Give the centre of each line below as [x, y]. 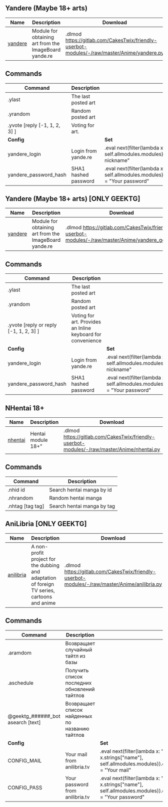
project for [43, 559]
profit [37, 553]
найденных [79, 716]
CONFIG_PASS [25, 787]
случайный [79, 650]
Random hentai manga [75, 498]
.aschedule [21, 683]
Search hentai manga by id [80, 490]
